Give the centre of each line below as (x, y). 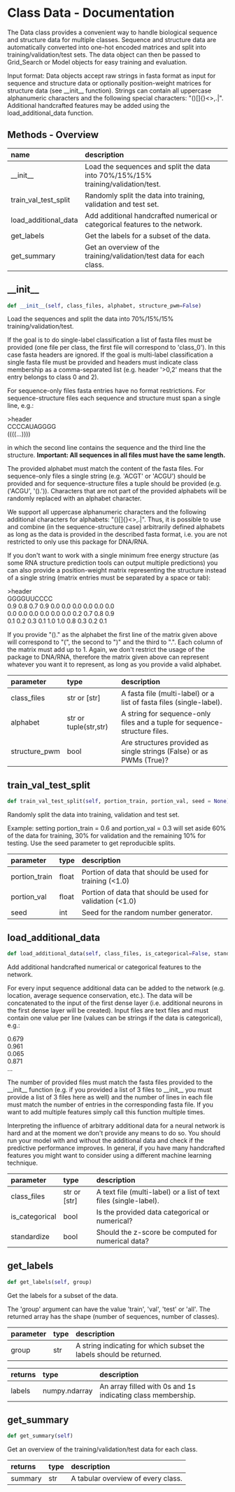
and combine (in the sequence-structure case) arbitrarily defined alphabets (116, 527)
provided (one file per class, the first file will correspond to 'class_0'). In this (116, 348)
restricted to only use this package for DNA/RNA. (78, 542)
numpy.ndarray (68, 1390)
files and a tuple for (153, 723)
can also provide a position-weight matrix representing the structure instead (117, 570)
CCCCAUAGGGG (32, 427)
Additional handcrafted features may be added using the (88, 105)
